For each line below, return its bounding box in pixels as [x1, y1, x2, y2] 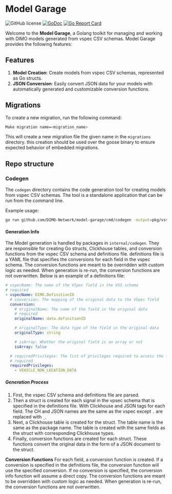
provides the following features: [5, 41, 73, 47]
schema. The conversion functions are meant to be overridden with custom [5, 262, 164, 268]
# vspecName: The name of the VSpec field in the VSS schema [5, 283, 139, 288]
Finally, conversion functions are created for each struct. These [12, 435, 147, 442]
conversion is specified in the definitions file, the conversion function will [5, 462, 159, 468]
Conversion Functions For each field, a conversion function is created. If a [5, 456, 163, 463]
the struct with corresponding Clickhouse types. [12, 430, 115, 436]
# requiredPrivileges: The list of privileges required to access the [10, 353, 164, 359]
